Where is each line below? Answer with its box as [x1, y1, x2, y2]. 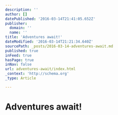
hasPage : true [5, 57, 34, 62]
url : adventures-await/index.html [5, 67, 76, 72]
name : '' [9, 30, 28, 35]
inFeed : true [5, 53, 32, 58]
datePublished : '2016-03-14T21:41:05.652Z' [5, 16, 96, 21]
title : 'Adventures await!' [5, 35, 63, 40]
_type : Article [5, 76, 36, 81]
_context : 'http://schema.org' [5, 71, 69, 76]
